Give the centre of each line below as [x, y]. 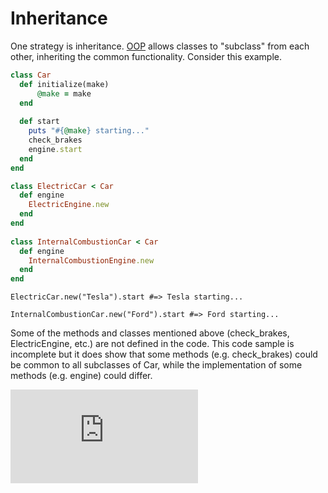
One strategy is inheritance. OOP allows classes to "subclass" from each [160, 46]
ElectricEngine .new [69, 205]
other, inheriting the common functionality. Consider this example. [146, 56]
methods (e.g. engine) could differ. [81, 376]
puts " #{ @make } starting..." [89, 131]
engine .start [55, 149]
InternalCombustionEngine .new [91, 260]
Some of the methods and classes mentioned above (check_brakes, [150, 333]
